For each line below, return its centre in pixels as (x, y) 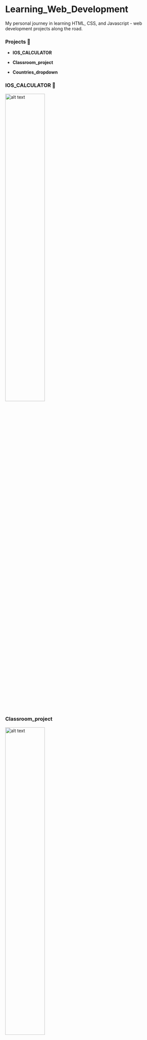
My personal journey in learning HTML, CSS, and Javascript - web (74, 23)
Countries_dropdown (35, 72)
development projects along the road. (44, 28)
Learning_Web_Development (67, 9)
